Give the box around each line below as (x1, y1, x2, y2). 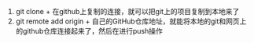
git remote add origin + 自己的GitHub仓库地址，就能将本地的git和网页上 (15, 16, 247, 26)
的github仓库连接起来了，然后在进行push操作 (15, 27, 163, 35)
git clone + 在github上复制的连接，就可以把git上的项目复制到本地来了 (15, 7, 240, 16)
